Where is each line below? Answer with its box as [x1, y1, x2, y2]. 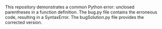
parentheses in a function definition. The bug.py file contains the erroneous [5, 9, 158, 15]
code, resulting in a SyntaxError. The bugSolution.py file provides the [5, 14, 144, 20]
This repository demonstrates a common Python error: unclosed [5, 4, 135, 10]
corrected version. [5, 19, 43, 25]
